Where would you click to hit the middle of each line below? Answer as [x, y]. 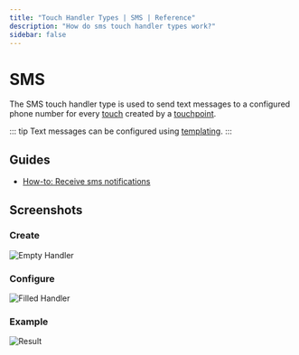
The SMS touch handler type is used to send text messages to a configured [150, 104]
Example [29, 322]
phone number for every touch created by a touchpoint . [113, 114]
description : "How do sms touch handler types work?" [113, 26]
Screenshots [46, 210]
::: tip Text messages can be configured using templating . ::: [121, 131]
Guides [30, 159]
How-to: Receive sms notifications [86, 182]
